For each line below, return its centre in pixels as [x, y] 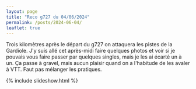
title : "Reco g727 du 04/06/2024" [48, 17]
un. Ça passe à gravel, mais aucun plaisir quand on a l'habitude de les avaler [98, 63]
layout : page [22, 11]
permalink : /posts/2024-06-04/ [44, 22]
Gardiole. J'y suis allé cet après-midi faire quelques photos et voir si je [91, 51]
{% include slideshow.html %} [42, 81]
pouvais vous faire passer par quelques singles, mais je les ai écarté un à [94, 57]
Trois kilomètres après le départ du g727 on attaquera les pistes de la [89, 44]
